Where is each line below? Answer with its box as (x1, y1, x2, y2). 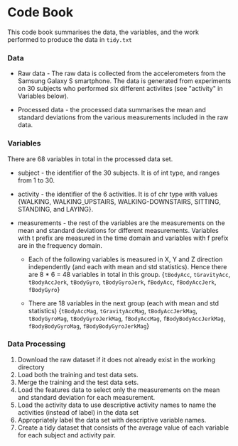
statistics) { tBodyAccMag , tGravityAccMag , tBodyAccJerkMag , (28, 306, 198, 315)
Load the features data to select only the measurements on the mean (17, 385, 220, 394)
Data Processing (7, 339, 66, 349)
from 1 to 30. (17, 175, 55, 185)
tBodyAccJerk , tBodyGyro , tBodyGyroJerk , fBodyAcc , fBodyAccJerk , (28, 278, 217, 286)
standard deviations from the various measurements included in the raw (17, 113, 229, 121)
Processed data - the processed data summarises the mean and (17, 106, 206, 114)
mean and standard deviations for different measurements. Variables (17, 226, 219, 234)
